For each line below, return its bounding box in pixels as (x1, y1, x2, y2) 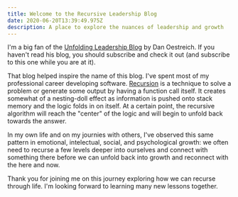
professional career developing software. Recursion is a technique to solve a (7, 79, 232, 88)
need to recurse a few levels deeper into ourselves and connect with (7, 146, 208, 154)
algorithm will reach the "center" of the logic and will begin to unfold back (7, 109, 224, 118)
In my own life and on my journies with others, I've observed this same (7, 130, 214, 139)
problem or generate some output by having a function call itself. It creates (7, 86, 226, 96)
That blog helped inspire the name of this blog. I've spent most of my (7, 72, 210, 80)
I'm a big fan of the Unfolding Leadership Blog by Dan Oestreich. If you (7, 43, 215, 52)
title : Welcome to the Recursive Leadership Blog (7, 10, 158, 18)
